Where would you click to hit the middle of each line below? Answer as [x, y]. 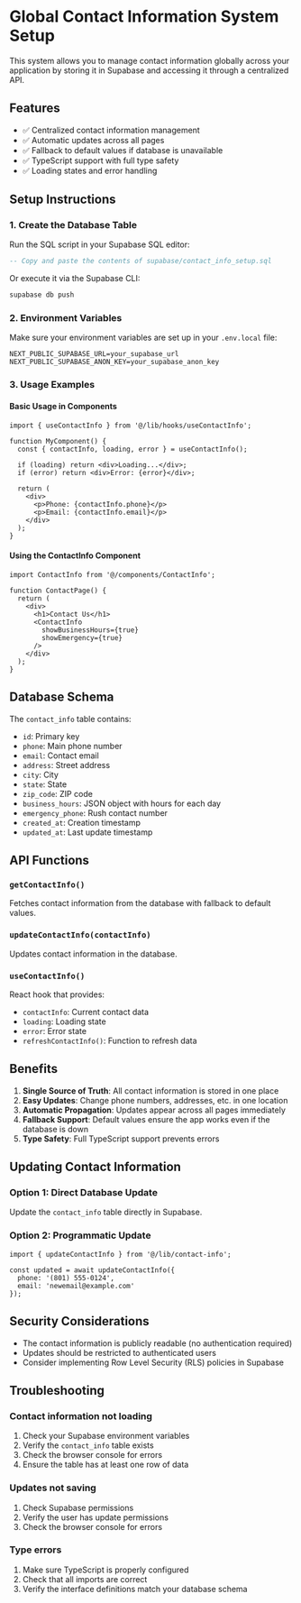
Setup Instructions [63, 200]
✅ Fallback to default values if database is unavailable [123, 150]
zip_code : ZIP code [57, 793]
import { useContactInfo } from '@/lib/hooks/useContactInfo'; [131, 426]
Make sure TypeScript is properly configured [105, 1570]
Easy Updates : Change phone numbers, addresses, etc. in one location [155, 1100]
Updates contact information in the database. [93, 954]
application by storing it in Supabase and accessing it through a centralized [149, 70]
